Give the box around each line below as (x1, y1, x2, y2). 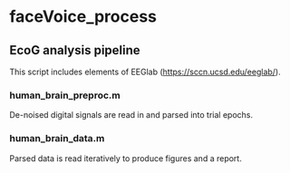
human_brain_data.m (9, 132, 105, 145)
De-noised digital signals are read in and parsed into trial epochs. (9, 110, 254, 120)
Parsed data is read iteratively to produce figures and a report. (9, 152, 242, 164)
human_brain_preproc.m (9, 89, 121, 101)
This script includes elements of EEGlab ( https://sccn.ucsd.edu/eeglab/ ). (9, 66, 281, 77)
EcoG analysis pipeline (9, 43, 140, 58)
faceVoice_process (9, 6, 157, 27)
